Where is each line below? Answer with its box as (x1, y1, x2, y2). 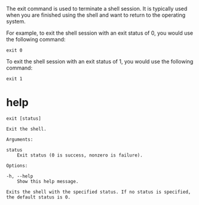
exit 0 (6, 47, 23, 53)
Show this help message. (17, 178, 79, 185)
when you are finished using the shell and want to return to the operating (6, 11, 186, 19)
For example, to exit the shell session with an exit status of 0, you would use (6, 29, 194, 37)
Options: (6, 162, 28, 168)
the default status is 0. (6, 194, 71, 200)
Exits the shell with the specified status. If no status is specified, (6, 189, 191, 195)
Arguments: (6, 136, 33, 143)
